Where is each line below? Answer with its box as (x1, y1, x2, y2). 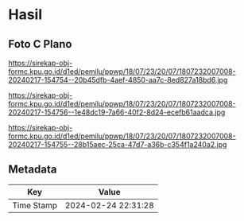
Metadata (8, 163, 57, 176)
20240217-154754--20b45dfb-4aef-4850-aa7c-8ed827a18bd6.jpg (8, 76, 228, 84)
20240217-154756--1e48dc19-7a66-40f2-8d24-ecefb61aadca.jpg (8, 107, 226, 117)
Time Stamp (12, 200, 58, 211)
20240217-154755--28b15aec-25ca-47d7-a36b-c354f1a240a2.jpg (8, 140, 227, 149)
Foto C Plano (8, 37, 72, 51)
